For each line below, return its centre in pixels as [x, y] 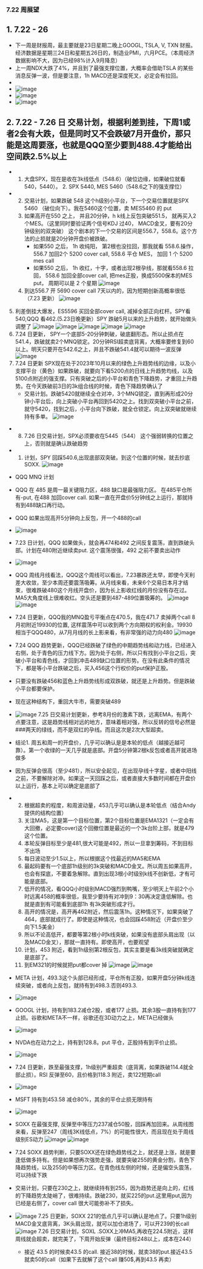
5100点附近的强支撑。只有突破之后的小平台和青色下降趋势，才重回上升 [103, 378]
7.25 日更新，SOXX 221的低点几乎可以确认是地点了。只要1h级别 [118, 1216]
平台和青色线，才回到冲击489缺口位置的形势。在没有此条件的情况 [108, 660]
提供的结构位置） [45, 812]
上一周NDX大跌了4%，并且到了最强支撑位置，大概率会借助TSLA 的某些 [104, 67]
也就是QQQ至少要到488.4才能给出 [127, 145]
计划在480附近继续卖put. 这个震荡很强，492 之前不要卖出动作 [103, 550]
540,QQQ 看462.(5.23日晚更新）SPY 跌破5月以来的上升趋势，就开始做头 [106, 319]
